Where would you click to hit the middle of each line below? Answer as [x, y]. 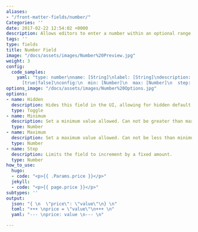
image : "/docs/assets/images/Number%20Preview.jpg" [71, 55]
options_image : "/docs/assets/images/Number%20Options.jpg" [82, 89]
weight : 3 [18, 61]
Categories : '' [25, 22]
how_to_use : [21, 165]
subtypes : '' [22, 192]
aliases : [17, 12]
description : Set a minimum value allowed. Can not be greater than [97, 122]
